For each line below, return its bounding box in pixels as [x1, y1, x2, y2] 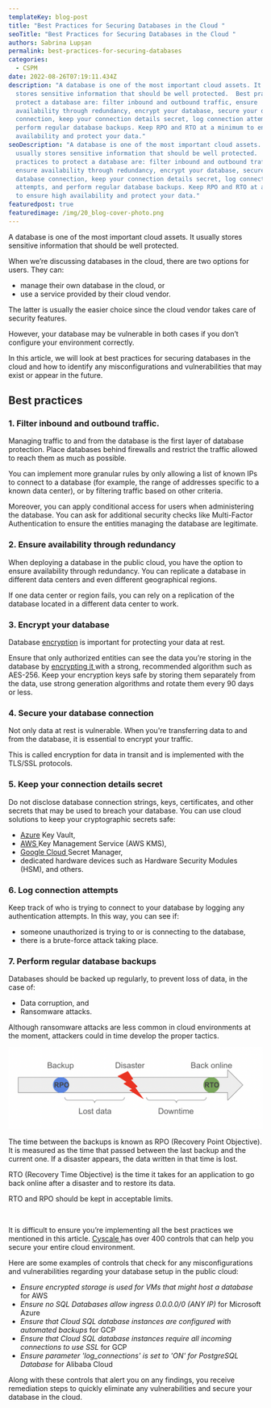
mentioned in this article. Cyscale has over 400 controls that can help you [8, 1234, 254, 1243]
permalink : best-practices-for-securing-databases [8, 47, 182, 56]
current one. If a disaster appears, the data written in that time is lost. [8, 1154, 238, 1163]
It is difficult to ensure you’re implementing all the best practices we [8, 1225, 234, 1234]
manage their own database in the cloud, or [19, 280, 165, 290]
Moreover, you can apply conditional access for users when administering [8, 501, 254, 512]
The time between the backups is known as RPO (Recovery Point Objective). [8, 1137, 262, 1146]
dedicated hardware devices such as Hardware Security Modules [19, 856, 238, 865]
